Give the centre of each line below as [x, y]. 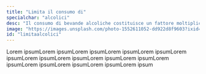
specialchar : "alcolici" [38, 18]
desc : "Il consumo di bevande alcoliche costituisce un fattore [90, 23]
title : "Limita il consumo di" [46, 12]
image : [15, 29]
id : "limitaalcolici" [34, 35]
